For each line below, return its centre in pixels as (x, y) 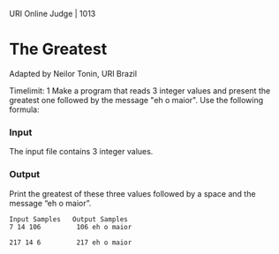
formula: (24, 109)
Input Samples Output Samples (68, 219)
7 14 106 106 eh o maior (71, 227)
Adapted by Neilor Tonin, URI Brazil (73, 73)
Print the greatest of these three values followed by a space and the (132, 193)
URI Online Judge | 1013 (53, 14)
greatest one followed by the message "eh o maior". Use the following (136, 100)
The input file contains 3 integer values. (81, 152)
